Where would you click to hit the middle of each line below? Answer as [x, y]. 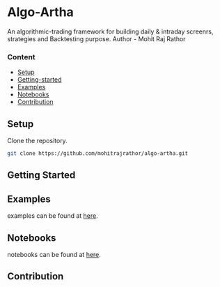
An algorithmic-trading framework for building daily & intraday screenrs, [110, 31]
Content [22, 57]
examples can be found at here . [53, 216]
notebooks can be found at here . [54, 254]
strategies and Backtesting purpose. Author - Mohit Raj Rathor [96, 38]
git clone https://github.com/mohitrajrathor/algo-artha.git [98, 154]
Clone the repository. [37, 141]
